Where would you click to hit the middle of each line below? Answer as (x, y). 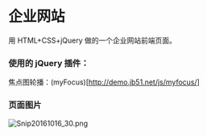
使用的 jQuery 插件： (49, 63)
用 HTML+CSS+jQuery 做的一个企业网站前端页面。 (93, 40)
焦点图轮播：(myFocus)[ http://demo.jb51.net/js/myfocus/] (104, 82)
